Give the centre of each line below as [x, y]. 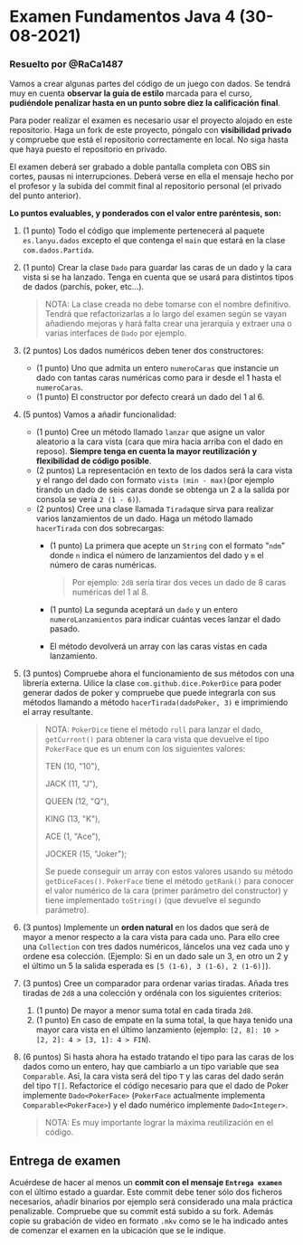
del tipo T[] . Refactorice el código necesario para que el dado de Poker [156, 1086]
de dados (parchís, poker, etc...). [83, 287]
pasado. [65, 629]
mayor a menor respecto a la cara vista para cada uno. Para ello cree [151, 937]
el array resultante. [57, 712]
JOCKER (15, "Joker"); [86, 854]
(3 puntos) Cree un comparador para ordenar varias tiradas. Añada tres [156, 984]
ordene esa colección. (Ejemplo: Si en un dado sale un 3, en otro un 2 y [155, 956]
